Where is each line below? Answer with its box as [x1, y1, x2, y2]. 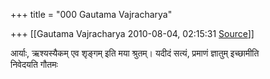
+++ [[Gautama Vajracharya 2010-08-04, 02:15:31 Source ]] [10, 28, 255, 39]
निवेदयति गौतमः [10, 59, 58, 70]
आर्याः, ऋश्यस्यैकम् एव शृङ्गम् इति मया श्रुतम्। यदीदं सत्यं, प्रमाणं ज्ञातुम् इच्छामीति [10, 47, 260, 59]
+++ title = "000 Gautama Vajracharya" [10, 9, 173, 20]
